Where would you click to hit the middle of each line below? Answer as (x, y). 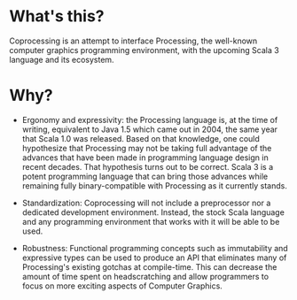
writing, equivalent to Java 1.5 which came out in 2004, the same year (149, 129)
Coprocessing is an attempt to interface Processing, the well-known (133, 41)
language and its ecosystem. (62, 59)
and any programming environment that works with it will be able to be (151, 221)
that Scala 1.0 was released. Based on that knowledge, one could (141, 138)
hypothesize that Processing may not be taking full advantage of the (147, 148)
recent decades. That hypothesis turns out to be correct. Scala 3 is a (148, 166)
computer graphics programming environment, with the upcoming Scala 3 (144, 50)
